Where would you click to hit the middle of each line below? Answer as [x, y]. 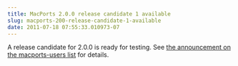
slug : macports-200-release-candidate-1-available [84, 21]
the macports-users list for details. [58, 55]
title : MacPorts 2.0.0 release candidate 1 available [89, 14]
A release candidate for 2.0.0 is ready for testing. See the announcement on [119, 48]
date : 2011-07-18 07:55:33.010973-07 [64, 27]
